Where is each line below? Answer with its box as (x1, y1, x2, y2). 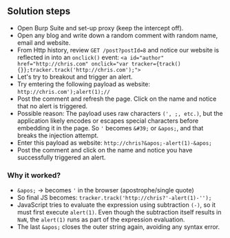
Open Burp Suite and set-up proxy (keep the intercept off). (17, 23, 184, 32)
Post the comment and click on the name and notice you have (17, 146, 193, 154)
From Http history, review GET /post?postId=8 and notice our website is (17, 46, 219, 54)
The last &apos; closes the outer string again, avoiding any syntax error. (17, 223, 220, 231)
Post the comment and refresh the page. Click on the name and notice (17, 95, 217, 103)
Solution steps (7, 6, 71, 17)
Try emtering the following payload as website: (17, 79, 150, 88)
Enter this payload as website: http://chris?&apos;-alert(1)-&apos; (17, 138, 212, 147)
